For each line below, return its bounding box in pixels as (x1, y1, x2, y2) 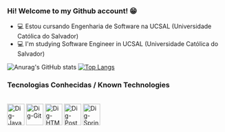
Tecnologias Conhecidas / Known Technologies (7, 80, 170, 90)
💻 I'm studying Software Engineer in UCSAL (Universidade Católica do (17, 40, 219, 48)
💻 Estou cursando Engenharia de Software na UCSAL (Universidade (17, 22, 212, 30)
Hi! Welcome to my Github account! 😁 (7, 6, 138, 16)
